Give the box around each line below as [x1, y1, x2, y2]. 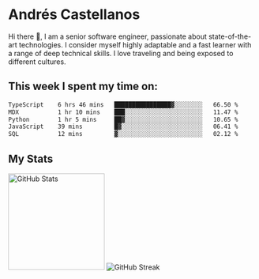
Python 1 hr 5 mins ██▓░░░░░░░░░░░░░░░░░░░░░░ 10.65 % [8, 115, 238, 123]
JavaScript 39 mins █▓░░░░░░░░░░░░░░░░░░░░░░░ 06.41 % [8, 123, 238, 131]
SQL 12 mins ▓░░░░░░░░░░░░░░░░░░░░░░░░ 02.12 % [8, 130, 238, 138]
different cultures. [8, 57, 66, 66]
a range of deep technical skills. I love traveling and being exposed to [8, 48, 234, 58]
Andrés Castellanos [8, 6, 141, 24]
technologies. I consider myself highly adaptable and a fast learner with [18, 40, 252, 49]
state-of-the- [208, 32, 251, 41]
